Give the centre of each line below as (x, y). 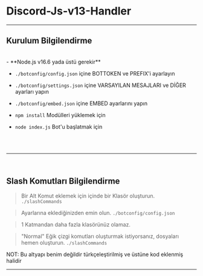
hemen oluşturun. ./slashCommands (64, 242)
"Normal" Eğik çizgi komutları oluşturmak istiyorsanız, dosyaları (100, 236)
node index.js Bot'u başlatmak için (59, 127)
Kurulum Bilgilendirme (49, 41)
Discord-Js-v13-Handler (69, 11)
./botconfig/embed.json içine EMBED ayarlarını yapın (81, 103)
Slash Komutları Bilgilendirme (63, 181)
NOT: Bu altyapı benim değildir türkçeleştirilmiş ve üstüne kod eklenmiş (95, 254)
